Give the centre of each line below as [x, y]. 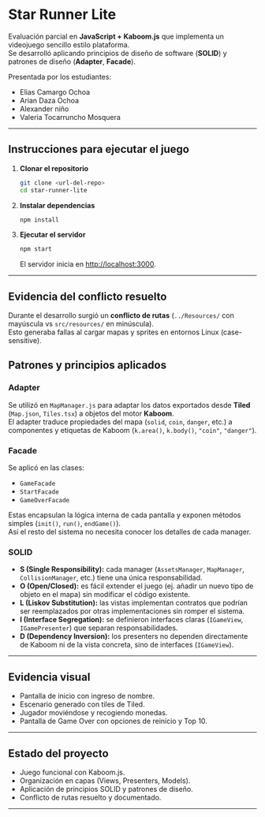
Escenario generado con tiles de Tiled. [82, 704]
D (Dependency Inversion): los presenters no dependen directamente [134, 636]
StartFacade [39, 492]
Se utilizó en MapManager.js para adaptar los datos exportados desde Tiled [129, 405]
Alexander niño [44, 109]
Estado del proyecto [58, 754]
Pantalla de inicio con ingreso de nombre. [87, 696]
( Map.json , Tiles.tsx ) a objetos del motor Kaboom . [91, 413]
